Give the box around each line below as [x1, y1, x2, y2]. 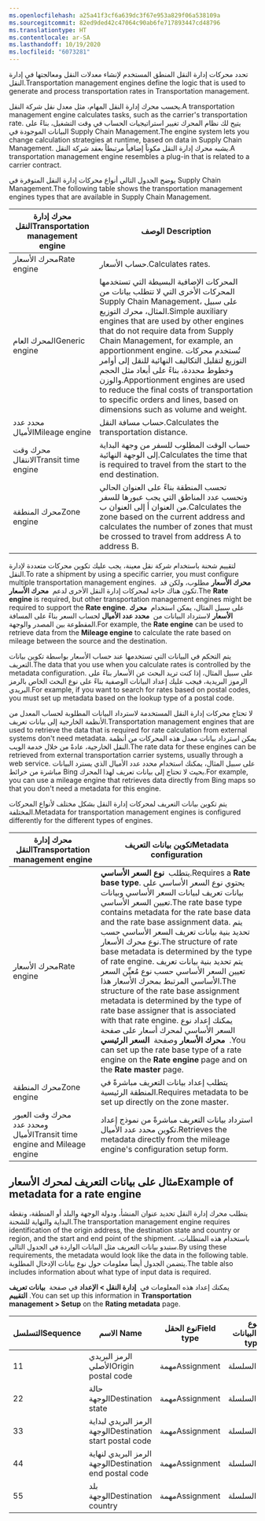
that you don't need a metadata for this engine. [9, 784, 161, 793]
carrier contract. [9, 161, 62, 169]
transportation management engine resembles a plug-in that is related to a [9, 152, 250, 161]
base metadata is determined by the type [100, 946, 252, 957]
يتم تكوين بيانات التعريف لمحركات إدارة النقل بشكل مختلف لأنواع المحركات [9, 799, 227, 808]
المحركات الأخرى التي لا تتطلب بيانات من [99, 286, 235, 297]
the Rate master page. [100, 1064, 184, 1075]
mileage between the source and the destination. [9, 637, 167, 645]
